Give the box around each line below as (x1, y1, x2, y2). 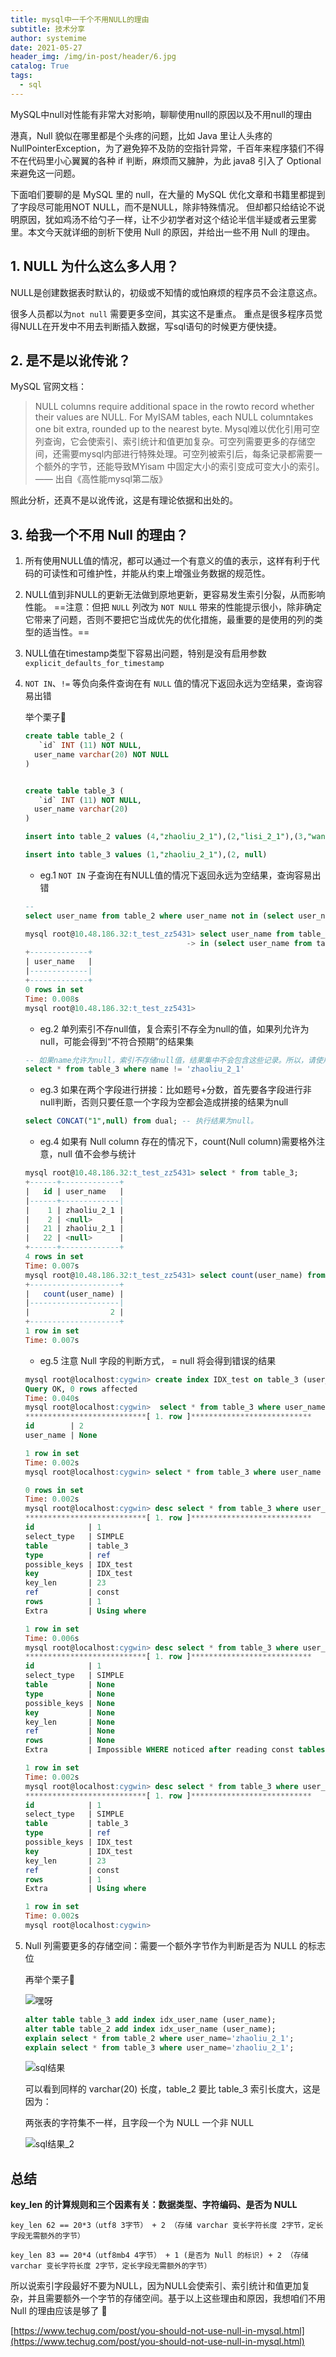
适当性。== (42, 626, 90, 638)
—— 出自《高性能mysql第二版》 (34, 473, 168, 485)
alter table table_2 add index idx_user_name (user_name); (24, 2024, 277, 2034)
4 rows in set (24, 1252, 84, 1262)
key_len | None (24, 1717, 115, 1727)
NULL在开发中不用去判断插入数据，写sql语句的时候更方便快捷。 (18, 320, 283, 332)
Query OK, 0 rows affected (24, 1384, 138, 1394)
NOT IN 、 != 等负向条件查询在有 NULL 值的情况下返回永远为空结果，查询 (24, 677, 315, 690)
